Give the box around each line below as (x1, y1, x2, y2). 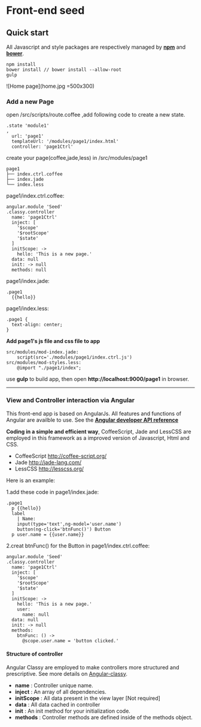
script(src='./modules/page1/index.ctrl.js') (17, 354, 133, 360)
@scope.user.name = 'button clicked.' (22, 637, 119, 643)
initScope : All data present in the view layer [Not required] (14, 695, 160, 702)
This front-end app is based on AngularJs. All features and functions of (6, 410, 181, 417)
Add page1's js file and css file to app (6, 338, 100, 345)
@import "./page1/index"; (17, 365, 82, 371)
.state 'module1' (6, 123, 50, 129)
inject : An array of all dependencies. (14, 688, 106, 695)
